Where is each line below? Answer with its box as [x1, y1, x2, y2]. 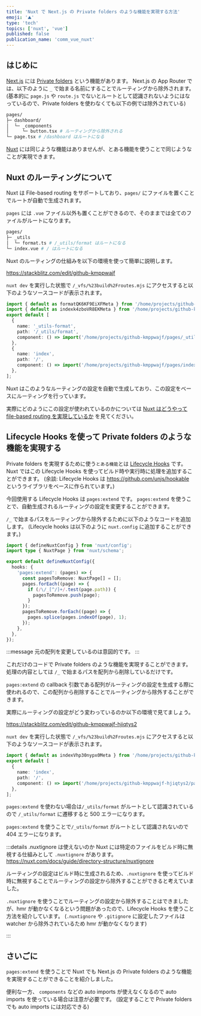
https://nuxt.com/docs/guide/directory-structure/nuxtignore [6, 857, 154, 865]
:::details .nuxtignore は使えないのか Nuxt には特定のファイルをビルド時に [6, 844, 188, 851]
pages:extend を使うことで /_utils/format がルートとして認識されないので [6, 823, 189, 830]
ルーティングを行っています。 [16, 392, 90, 399]
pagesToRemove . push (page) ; [32, 592, 100, 598]
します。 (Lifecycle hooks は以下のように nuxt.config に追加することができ [6, 523, 192, 530]
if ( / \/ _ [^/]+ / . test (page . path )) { [28, 586, 117, 593]
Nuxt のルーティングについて [6, 172, 112, 183]
